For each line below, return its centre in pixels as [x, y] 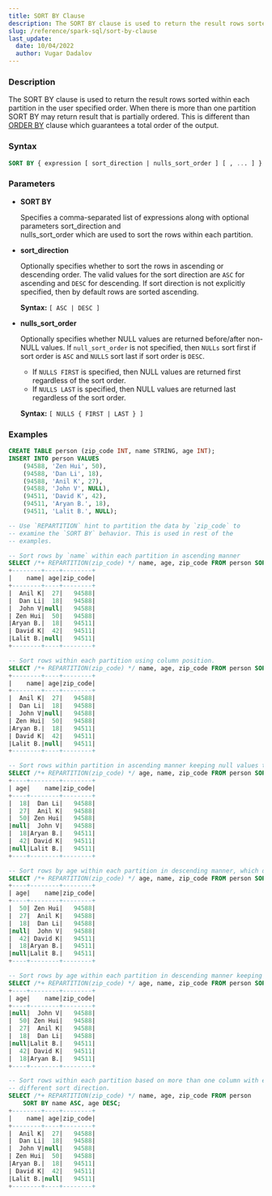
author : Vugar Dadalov [54, 53]
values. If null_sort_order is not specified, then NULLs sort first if [149, 347]
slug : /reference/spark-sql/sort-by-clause [83, 31]
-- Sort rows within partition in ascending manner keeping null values [134, 766]
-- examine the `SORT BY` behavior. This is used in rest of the [121, 533]
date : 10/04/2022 [45, 46]
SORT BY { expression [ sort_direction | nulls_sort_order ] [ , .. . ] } [136, 163]
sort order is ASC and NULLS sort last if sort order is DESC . [112, 356]
